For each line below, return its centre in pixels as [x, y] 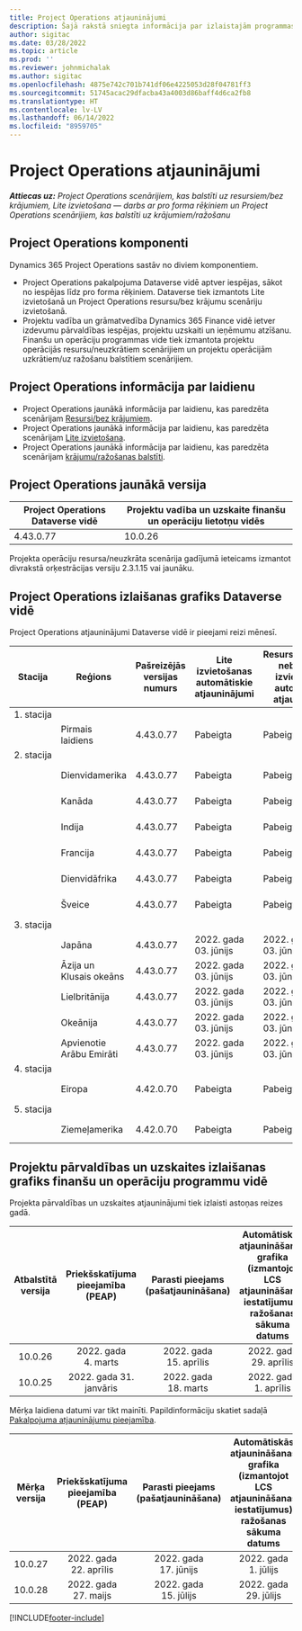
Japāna [76, 945]
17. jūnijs [179, 1569]
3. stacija [33, 925]
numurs [160, 688]
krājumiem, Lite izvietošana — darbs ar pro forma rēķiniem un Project [138, 205]
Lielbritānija [85, 997]
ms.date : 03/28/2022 [48, 43]
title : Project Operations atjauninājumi [88, 18]
